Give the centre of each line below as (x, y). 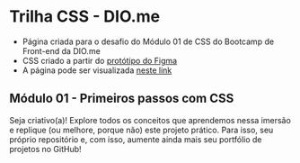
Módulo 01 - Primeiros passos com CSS (122, 99)
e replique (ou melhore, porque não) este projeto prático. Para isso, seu (141, 130)
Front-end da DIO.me (61, 50)
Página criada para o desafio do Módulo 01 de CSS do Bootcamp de (148, 41)
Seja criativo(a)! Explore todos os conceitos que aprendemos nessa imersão (150, 120)
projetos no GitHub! (46, 149)
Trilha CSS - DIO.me (84, 17)
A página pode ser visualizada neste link (97, 70)
